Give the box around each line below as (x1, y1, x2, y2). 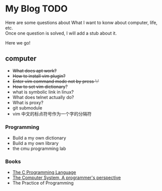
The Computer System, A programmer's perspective (12, 174, 121, 180)
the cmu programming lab (12, 145, 66, 151)
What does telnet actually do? (12, 94, 74, 100)
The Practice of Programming (12, 180, 74, 186)
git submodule (12, 104, 43, 110)
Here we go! (5, 39, 31, 45)
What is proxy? (12, 99, 44, 105)
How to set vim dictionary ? (12, 83, 68, 89)
